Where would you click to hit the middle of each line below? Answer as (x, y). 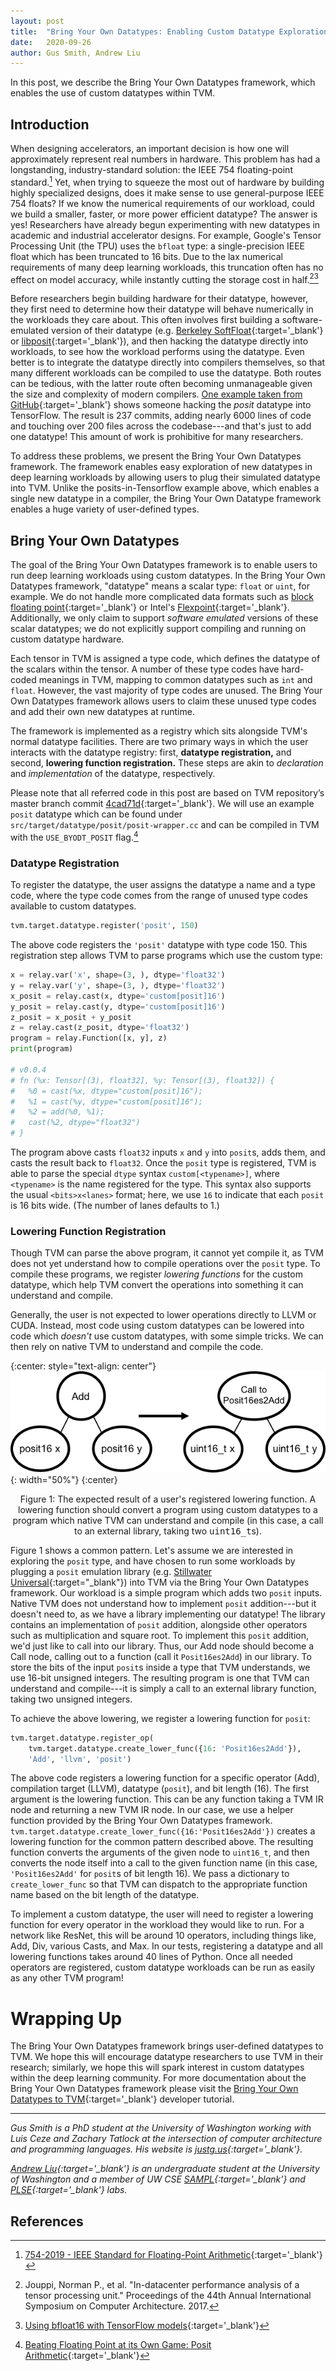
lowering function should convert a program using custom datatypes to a (168, 1509)
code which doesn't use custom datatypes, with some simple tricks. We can (167, 1336)
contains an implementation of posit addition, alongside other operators (159, 1624)
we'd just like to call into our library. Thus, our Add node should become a (162, 1646)
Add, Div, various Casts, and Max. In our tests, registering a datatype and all (166, 1946)
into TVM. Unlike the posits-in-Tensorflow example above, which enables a (165, 488)
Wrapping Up (66, 2018)
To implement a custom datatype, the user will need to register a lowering (162, 1914)
